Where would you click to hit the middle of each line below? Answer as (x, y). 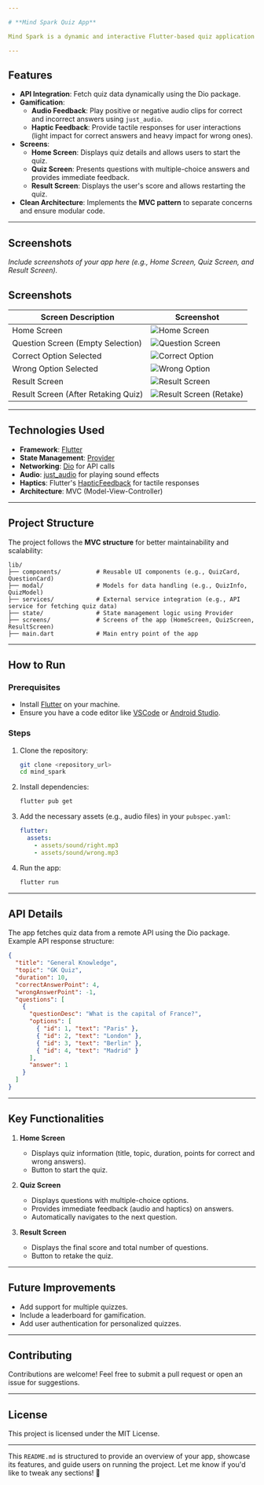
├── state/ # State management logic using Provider (121, 613)
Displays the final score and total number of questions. (120, 1247)
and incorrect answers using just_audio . (97, 119)
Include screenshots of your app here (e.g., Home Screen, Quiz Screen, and (131, 262)
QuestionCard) (31, 578)
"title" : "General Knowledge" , (66, 963)
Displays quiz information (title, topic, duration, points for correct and (143, 1153)
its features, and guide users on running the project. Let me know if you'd (127, 1465)
